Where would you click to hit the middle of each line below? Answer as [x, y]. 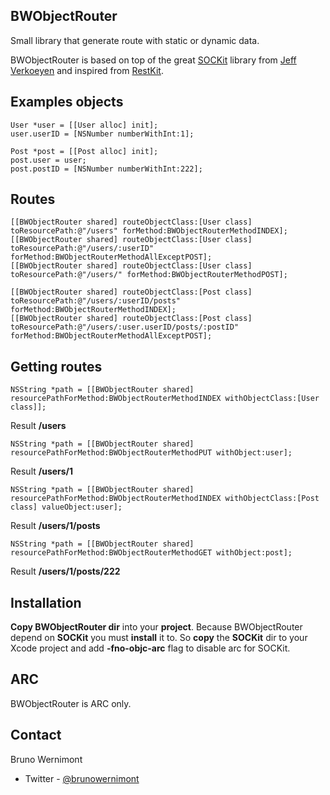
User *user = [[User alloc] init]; [84, 125]
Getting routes [56, 366]
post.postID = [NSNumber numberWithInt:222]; [106, 169]
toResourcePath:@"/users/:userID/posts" [96, 301]
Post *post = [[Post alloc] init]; [84, 151]
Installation [46, 602]
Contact [36, 735]
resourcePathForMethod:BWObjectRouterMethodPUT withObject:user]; [151, 453]
